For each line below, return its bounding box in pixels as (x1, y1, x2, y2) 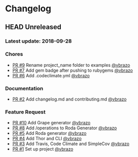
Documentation (5, 85, 44, 92)
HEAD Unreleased (5, 23, 62, 31)
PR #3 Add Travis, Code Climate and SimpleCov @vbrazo (12, 141, 130, 147)
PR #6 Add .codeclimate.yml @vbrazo (12, 72, 90, 78)
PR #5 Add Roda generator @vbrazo (12, 130, 87, 136)
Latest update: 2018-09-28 (5, 38, 72, 45)
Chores (5, 51, 23, 57)
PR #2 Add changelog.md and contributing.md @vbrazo (12, 96, 127, 102)
